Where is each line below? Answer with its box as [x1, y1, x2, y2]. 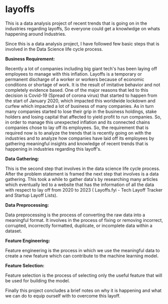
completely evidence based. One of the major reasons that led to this [5, 87, 148, 93]
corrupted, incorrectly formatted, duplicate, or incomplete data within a [5, 222, 152, 228]
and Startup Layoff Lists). [5, 192, 58, 198]
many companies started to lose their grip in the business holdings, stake [5, 108, 157, 114]
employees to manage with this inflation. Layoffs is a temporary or [5, 71, 142, 77]
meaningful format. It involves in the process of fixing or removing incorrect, [5, 217, 163, 223]
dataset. [5, 228, 23, 234]
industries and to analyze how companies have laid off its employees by [5, 135, 154, 141]
